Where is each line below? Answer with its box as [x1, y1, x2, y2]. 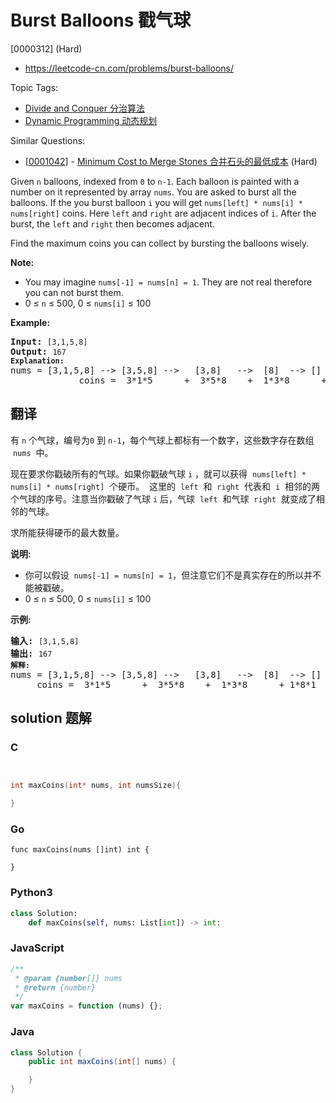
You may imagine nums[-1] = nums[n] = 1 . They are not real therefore [24, 276, 313, 288]
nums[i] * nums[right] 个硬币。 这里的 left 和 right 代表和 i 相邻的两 [10, 480, 320, 492]
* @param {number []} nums [14, 973, 123, 983]
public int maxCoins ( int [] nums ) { [28, 1057, 177, 1067]
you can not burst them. [24, 286, 124, 298]
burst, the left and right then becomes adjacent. [10, 217, 215, 230]
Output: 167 [10, 346, 67, 357]
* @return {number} [14, 982, 97, 993]
